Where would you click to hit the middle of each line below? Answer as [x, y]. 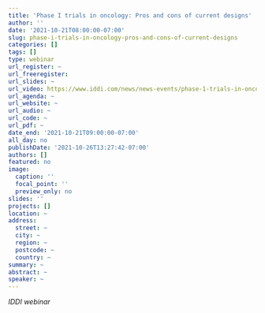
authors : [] [28, 155]
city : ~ [28, 236]
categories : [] [33, 45]
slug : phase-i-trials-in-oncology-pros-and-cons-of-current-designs [123, 37]
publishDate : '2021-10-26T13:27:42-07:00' [79, 147]
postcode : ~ [35, 250]
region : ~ [31, 243]
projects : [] [30, 206]
